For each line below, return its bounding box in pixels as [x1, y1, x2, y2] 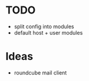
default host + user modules [14, 29, 83, 36]
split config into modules [14, 23, 74, 30]
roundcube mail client [14, 69, 67, 76]
